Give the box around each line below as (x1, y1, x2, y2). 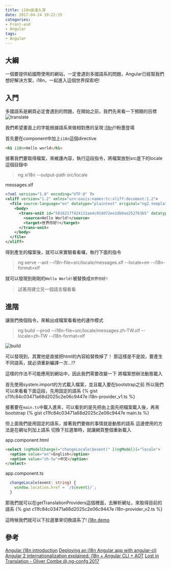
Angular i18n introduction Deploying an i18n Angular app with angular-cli (5, 547, 157, 553)
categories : (5, 17, 31, 22)
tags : (5, 31, 17, 36)
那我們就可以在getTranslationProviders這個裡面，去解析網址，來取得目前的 (5, 499, 162, 506)
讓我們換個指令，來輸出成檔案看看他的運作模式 (5, 317, 103, 323)
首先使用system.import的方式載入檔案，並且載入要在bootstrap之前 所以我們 (5, 381, 164, 388)
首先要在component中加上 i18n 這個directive (5, 135, 97, 141)
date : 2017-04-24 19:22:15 (5, 12, 63, 17)
